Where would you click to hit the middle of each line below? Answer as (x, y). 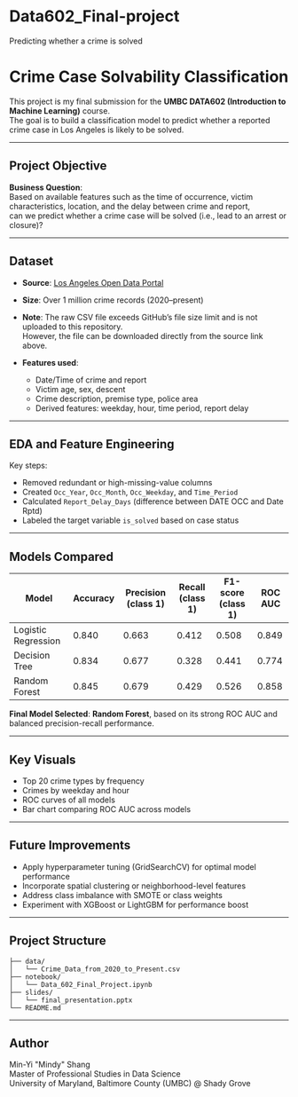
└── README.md (35, 1008)
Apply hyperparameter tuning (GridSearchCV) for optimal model (139, 866)
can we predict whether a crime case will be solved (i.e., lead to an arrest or (148, 216)
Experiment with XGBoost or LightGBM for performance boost (135, 904)
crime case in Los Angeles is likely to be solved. (97, 130)
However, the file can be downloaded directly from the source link (142, 335)
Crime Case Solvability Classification (149, 77)
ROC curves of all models (68, 800)
